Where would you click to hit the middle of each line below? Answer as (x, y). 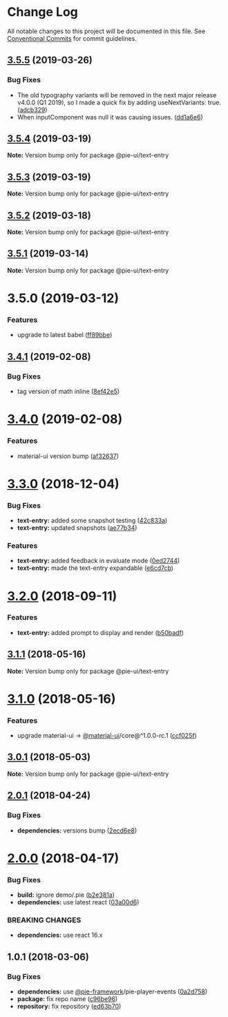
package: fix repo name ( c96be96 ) (67, 999)
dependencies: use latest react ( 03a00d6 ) (78, 902)
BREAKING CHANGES (44, 920)
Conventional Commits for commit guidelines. (72, 38)
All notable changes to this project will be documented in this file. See (106, 31)
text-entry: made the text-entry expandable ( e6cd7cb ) (95, 568)
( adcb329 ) (32, 110)
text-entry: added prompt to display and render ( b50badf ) (101, 632)
